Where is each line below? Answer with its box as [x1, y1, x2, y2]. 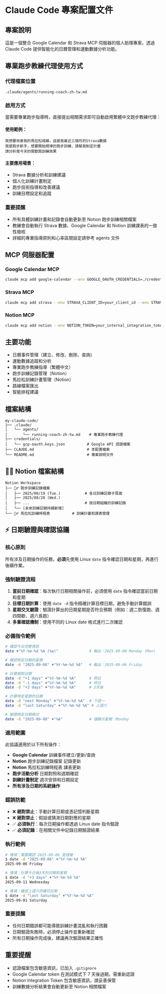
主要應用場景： [5, 160, 36, 166]
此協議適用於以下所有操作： [5, 741, 62, 747]
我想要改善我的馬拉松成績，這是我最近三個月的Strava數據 [5, 139, 107, 143]
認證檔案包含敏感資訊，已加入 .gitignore [12, 965, 97, 971]
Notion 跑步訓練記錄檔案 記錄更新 [12, 758, 82, 764]
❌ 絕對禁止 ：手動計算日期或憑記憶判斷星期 [12, 808, 100, 814]
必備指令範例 [5, 632, 36, 639]
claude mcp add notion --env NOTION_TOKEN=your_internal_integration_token [5, 323, 165, 328]
